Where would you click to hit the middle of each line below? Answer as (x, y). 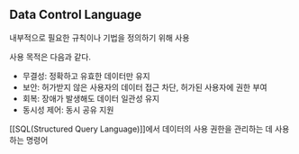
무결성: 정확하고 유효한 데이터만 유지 (86, 76)
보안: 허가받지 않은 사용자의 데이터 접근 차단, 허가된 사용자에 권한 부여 (145, 87)
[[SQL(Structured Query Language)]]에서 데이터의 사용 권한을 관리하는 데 (141, 129)
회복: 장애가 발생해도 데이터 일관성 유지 (91, 98)
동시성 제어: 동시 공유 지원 (68, 109)
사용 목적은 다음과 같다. (50, 57)
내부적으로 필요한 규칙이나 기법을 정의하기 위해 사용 (100, 37)
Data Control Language (76, 15)
